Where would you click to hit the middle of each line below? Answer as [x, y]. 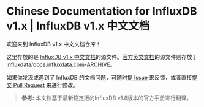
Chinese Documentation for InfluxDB [102, 11]
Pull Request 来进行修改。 [46, 85]
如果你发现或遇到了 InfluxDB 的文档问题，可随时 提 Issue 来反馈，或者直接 [99, 77]
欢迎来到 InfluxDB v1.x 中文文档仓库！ [54, 44]
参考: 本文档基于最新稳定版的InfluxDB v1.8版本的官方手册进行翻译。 [107, 98]
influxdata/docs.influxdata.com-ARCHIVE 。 [61, 64]
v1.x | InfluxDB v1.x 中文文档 [78, 26]
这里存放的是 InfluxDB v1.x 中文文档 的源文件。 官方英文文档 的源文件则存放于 [102, 57]
